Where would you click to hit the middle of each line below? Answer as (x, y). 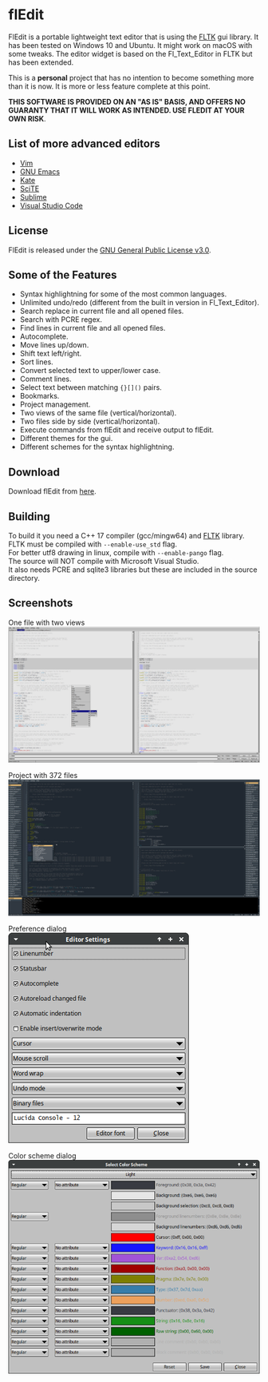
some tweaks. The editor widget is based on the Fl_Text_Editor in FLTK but (130, 54)
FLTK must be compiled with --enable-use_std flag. (93, 544)
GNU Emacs (40, 171)
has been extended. (41, 62)
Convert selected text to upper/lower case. (90, 371)
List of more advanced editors (85, 144)
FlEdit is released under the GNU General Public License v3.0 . (110, 250)
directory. (24, 578)
